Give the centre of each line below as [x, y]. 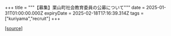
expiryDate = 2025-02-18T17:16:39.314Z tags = [94, 13]
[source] [14, 28]
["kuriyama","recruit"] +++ [33, 19]
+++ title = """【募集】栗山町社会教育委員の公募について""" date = [75, 7]
